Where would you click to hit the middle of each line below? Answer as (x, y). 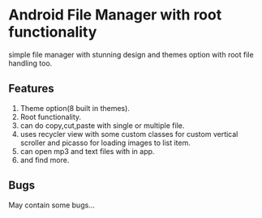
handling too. (30, 63)
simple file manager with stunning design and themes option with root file (131, 54)
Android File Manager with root (115, 15)
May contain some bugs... (52, 205)
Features (31, 89)
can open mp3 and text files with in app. (87, 151)
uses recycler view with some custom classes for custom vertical (129, 134)
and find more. (45, 160)
